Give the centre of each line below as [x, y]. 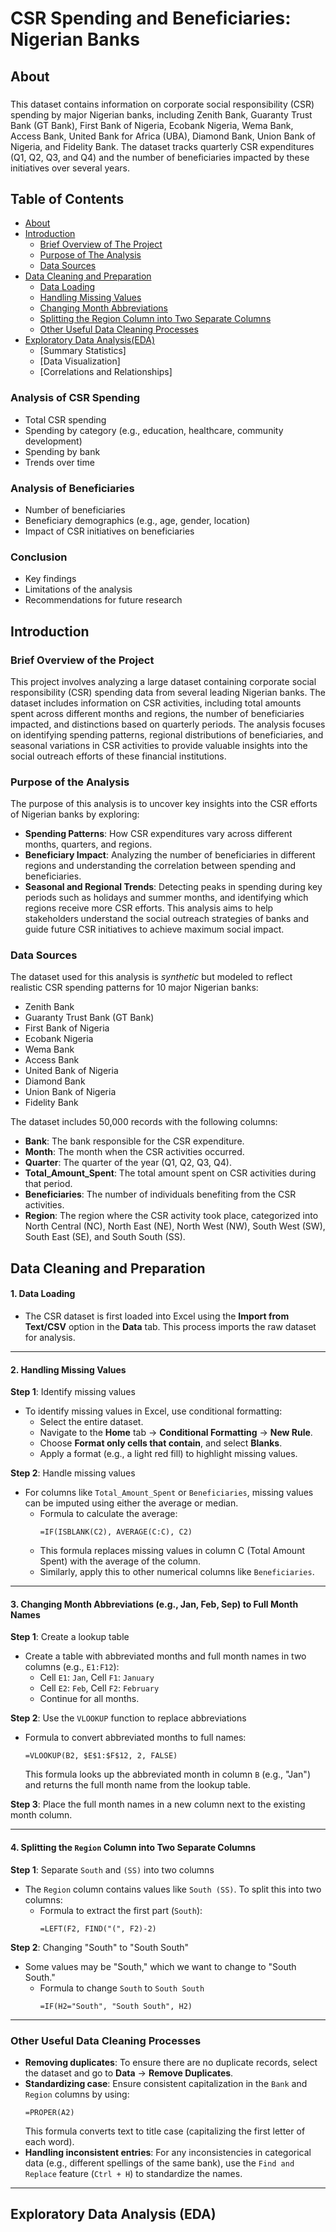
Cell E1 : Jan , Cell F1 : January [97, 1678]
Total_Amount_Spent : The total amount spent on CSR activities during [170, 1173]
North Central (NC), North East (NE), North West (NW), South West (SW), [175, 1226]
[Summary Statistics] [83, 351]
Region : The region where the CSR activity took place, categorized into [171, 1216]
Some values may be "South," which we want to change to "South [160, 1966]
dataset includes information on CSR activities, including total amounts [156, 703]
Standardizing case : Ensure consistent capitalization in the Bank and [166, 2083]
